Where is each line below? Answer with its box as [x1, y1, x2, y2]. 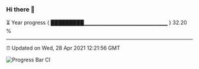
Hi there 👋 [6, 5, 36, 14]
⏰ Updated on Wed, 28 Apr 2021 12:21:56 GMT [6, 44, 120, 52]
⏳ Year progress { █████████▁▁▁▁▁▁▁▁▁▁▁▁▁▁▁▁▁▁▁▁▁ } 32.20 [6, 19, 188, 26]
